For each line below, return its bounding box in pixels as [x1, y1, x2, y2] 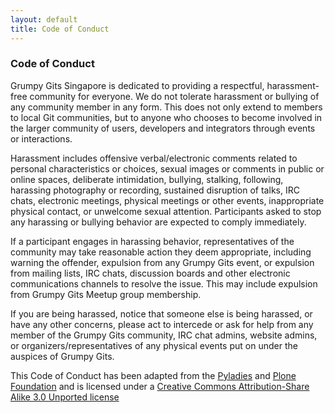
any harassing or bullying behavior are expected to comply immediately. [10, 216, 307, 228]
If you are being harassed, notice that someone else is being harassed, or [10, 307, 313, 320]
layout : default [10, 14, 78, 25]
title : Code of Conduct [10, 24, 110, 34]
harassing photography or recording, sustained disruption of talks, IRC [10, 184, 300, 196]
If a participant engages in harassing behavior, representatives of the [10, 235, 295, 247]
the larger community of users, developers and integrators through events [10, 122, 316, 134]
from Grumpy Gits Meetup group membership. [10, 288, 202, 300]
